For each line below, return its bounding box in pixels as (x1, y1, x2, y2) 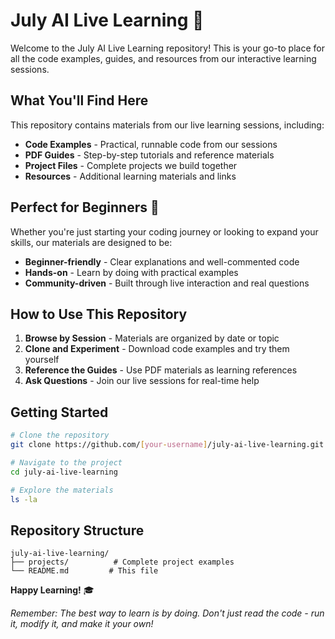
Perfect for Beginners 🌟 (10, 199, 160, 216)
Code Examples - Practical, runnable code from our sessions (24, 138, 278, 150)
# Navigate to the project (10, 457, 123, 468)
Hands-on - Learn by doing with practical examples (24, 266, 239, 278)
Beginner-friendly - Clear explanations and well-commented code (24, 255, 300, 268)
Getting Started (10, 404, 109, 421)
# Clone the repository (10, 430, 110, 441)
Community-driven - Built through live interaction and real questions (24, 277, 310, 289)
